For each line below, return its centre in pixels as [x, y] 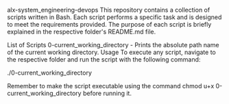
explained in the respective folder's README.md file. [82, 31]
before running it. [107, 93]
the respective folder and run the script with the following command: [104, 60]
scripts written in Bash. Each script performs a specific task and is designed [114, 17]
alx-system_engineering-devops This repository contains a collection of [109, 10]
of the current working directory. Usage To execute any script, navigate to [111, 52]
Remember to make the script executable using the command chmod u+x [111, 86]
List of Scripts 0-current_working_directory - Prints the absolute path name [113, 45]
